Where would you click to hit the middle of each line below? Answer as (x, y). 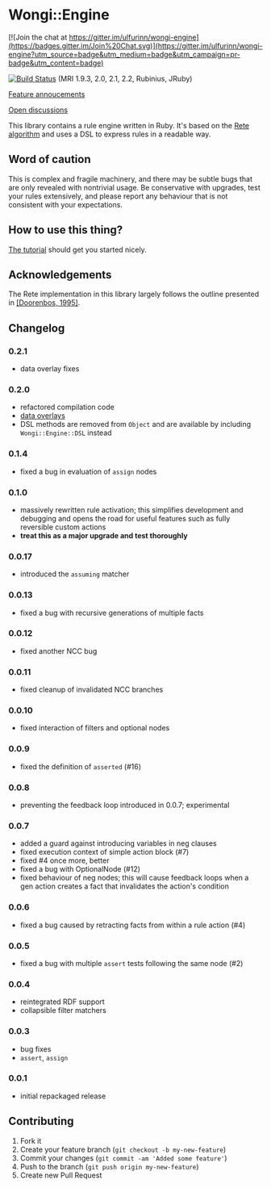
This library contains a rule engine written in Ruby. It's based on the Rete (129, 125)
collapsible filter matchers (63, 1010)
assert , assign (44, 1057)
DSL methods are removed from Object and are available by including (135, 425)
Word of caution (50, 159)
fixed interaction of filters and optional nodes (95, 728)
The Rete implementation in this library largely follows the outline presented (134, 294)
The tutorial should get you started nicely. (77, 249)
